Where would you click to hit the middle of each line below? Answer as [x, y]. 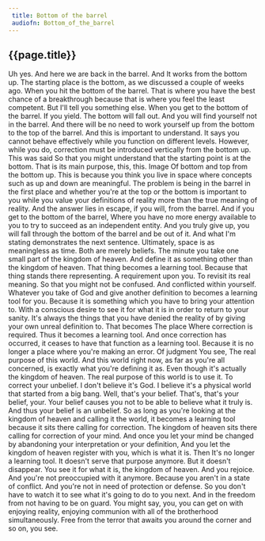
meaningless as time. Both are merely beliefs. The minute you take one [124, 251]
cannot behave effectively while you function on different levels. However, [129, 141]
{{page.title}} [42, 55]
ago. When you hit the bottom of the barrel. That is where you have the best [132, 91]
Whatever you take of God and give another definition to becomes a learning [133, 293]
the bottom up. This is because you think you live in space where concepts [130, 175]
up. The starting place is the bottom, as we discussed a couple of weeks [126, 82]
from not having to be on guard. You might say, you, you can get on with [126, 503]
